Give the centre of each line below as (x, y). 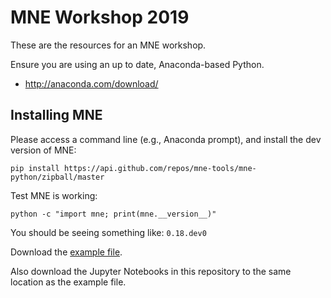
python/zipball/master (57, 177)
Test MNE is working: (54, 195)
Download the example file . (66, 252)
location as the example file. (68, 282)
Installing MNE (56, 115)
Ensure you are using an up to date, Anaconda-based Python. (137, 64)
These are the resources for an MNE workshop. (108, 45)
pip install (35, 168)
